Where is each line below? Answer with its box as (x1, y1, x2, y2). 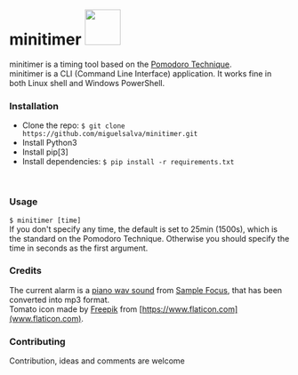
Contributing (9, 335, 66, 347)
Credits (9, 265, 42, 277)
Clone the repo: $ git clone (21, 120, 126, 131)
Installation (9, 100, 60, 112)
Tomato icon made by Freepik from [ (9, 303, 142, 315)
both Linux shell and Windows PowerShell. (9, 77, 165, 88)
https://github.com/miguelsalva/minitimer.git (21, 130, 198, 139)
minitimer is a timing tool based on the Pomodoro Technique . (9, 59, 232, 69)
